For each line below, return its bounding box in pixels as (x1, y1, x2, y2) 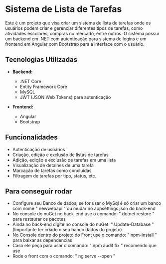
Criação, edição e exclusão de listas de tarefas (12, 152, 109, 158)
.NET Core (19, 78, 41, 84)
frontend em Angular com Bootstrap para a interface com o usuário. (5, 41, 145, 47)
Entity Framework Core (19, 84, 67, 89)
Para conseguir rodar (5, 187, 72, 195)
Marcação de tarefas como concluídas (12, 168, 92, 174)
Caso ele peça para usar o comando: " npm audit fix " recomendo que (12, 243, 157, 249)
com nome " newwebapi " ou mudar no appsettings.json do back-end (12, 205, 156, 212)
